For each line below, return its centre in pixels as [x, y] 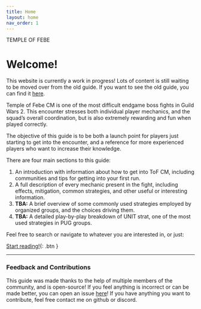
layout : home [22, 17]
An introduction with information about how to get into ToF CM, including [104, 172]
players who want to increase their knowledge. [64, 149]
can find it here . [26, 94]
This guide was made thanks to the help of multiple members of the [89, 280]
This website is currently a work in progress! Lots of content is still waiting [98, 81]
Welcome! [32, 64]
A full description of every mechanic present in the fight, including [96, 185]
